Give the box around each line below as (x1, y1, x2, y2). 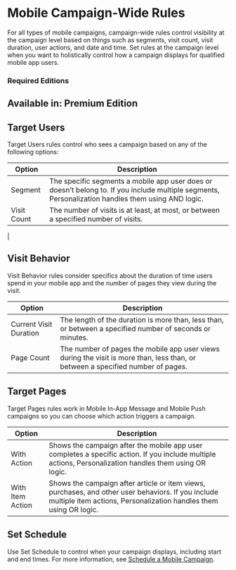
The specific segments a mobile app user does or (48, 176, 213, 186)
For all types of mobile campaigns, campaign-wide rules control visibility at (7, 28, 225, 37)
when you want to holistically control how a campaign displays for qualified (7, 51, 225, 59)
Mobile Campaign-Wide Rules (7, 5, 185, 21)
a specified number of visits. (48, 214, 143, 224)
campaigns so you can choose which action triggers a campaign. (7, 411, 197, 420)
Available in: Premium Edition (7, 97, 138, 110)
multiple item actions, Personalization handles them (48, 495, 219, 505)
